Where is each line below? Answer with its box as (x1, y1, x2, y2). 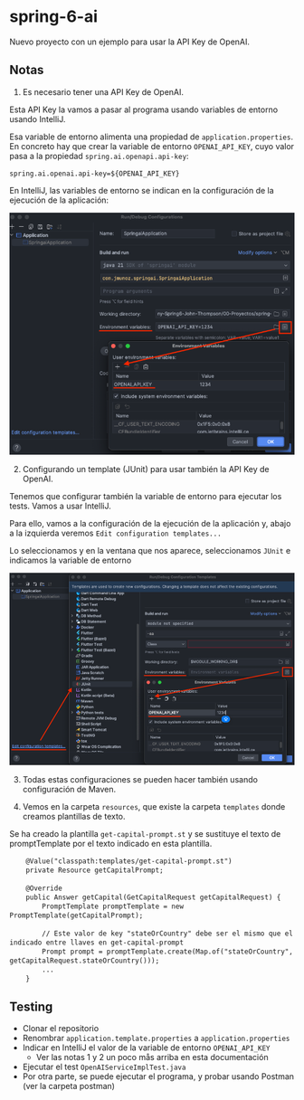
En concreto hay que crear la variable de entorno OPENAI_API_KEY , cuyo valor (9, 140, 295, 151)
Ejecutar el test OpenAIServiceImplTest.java (22, 1061, 186, 1073)
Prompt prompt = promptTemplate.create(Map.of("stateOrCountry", (42, 947, 294, 956)
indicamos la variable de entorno (9, 555, 132, 566)
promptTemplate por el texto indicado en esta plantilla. (9, 839, 213, 849)
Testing (9, 999, 53, 1014)
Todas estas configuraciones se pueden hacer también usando (22, 774, 258, 785)
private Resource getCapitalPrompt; (25, 866, 165, 875)
